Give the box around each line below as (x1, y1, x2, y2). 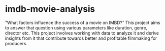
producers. (5, 40, 28, 46)
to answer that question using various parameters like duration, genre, (5, 25, 148, 30)
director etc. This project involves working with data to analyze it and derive (5, 30, 159, 36)
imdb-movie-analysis (5, 3, 95, 15)
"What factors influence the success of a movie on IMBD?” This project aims (5, 20, 161, 25)
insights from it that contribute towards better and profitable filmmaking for (5, 35, 157, 41)
